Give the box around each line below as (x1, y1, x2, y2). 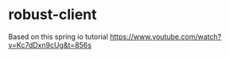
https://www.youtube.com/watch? (110, 32, 221, 41)
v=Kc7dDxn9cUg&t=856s (8, 40, 92, 49)
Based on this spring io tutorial (8, 32, 109, 41)
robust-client (8, 6, 97, 24)
